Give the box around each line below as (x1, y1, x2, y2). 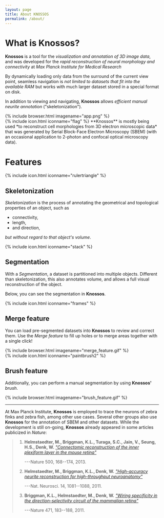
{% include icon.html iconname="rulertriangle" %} (5, 172, 106, 179)
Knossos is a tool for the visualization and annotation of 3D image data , (5, 53, 151, 59)
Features (5, 156, 42, 167)
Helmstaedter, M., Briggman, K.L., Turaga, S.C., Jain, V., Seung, (24, 439, 156, 445)
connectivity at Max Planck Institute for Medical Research (5, 64, 122, 70)
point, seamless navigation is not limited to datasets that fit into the (5, 79, 140, 85)
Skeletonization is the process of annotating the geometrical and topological (5, 200, 159, 206)
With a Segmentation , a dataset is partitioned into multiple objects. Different (5, 271, 158, 277)
